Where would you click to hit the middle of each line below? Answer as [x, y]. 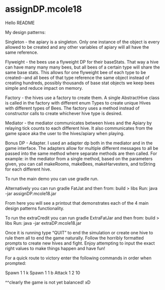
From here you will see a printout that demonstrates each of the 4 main [77, 203]
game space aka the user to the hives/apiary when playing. [65, 133]
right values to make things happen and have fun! [55, 248]
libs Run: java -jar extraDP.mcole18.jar [43, 223]
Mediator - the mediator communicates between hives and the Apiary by [79, 123]
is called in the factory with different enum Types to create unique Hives [78, 103]
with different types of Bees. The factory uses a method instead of [72, 108]
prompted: [16, 263]
